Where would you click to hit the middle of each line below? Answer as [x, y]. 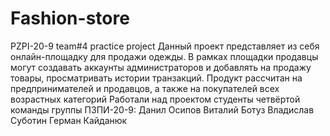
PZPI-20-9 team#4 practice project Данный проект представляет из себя [165, 46]
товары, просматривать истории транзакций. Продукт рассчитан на [156, 78]
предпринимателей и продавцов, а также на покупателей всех [145, 88]
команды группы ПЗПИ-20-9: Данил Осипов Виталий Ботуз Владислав [162, 109]
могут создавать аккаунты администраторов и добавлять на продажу [161, 67]
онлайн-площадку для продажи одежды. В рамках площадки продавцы [164, 56]
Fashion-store [70, 18]
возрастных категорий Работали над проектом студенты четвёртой [155, 99]
